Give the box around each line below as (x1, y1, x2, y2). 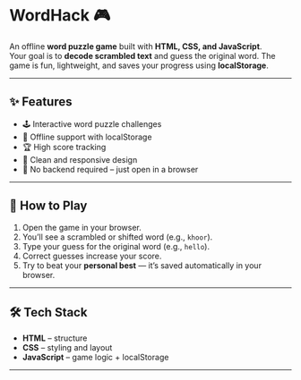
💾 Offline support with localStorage (21, 131, 152, 142)
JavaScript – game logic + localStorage (21, 352, 169, 363)
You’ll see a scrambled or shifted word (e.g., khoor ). (21, 232, 213, 242)
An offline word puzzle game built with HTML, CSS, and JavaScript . (9, 40, 262, 52)
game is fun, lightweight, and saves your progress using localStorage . (9, 60, 269, 71)
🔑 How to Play (9, 198, 88, 214)
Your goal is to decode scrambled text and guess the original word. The (9, 50, 276, 61)
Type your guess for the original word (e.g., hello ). (21, 241, 211, 251)
